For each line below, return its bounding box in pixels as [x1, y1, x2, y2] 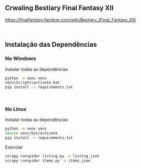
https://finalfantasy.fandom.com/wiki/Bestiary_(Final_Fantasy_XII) [5, 17, 136, 22]
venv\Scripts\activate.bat [5, 80, 60, 85]
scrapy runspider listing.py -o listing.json [5, 154, 99, 159]
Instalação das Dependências [5, 41, 97, 49]
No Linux [5, 106, 27, 113]
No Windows [5, 55, 37, 62]
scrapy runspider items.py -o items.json [5, 158, 91, 163]
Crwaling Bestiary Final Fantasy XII [5, 4, 114, 12]
